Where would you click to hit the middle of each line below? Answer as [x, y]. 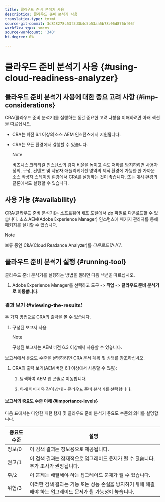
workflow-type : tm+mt [27, 28]
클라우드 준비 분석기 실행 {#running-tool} [66, 262]
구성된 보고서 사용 [29, 327]
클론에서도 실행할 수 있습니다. [41, 183]
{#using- [119, 67]
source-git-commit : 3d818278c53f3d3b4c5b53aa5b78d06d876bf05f [70, 23]
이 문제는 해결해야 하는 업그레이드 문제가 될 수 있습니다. [90, 475]
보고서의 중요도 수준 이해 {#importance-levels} [52, 401]
